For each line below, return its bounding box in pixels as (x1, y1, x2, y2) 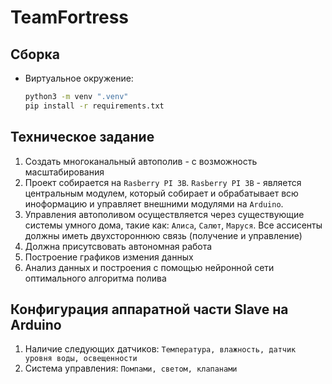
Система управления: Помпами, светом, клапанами (24, 362, 238, 375)
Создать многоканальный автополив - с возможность (24, 155, 258, 167)
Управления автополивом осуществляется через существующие (24, 208, 305, 220)
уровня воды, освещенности (24, 354, 138, 364)
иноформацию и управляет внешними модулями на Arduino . (24, 197, 284, 210)
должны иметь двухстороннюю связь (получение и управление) (24, 229, 303, 241)
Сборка (10, 46, 60, 63)
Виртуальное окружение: (24, 72, 134, 84)
